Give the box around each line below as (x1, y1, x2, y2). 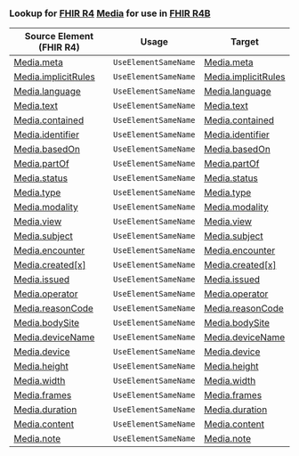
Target (230, 36, 260, 48)
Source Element (24, 30, 93, 43)
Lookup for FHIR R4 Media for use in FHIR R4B (9, 7, 211, 20)
